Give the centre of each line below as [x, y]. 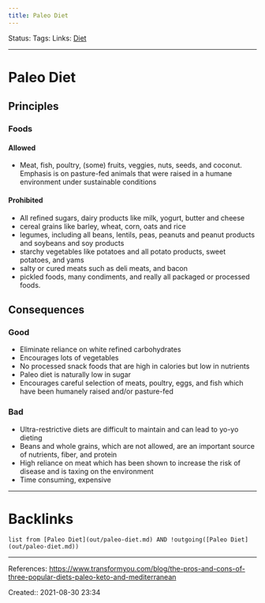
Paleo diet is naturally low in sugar [75, 375]
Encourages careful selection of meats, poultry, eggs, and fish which [131, 383]
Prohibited [26, 200]
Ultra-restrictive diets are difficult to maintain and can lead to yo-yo [129, 429]
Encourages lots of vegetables [69, 358]
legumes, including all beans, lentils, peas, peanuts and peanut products [137, 235]
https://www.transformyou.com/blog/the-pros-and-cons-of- [147, 569]
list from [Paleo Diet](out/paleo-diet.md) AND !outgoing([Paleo [118, 540]
